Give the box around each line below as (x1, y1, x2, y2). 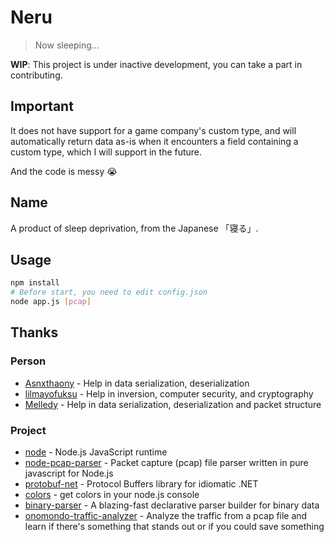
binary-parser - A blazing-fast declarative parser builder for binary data (24, 499, 320, 511)
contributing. (10, 69, 63, 81)
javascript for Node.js (24, 467, 114, 479)
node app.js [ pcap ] (10, 297, 92, 307)
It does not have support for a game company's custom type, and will (10, 124, 297, 136)
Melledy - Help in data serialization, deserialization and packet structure (24, 398, 322, 410)
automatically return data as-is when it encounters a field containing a (10, 135, 299, 147)
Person (10, 354, 47, 368)
